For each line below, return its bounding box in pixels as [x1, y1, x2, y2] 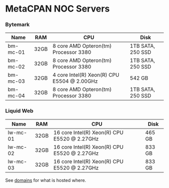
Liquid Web [5, 107, 34, 114]
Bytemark [5, 21, 30, 28]
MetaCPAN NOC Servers [5, 3, 110, 15]
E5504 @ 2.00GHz [52, 78, 98, 85]
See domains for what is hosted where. [5, 177, 87, 183]
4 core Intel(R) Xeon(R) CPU [52, 72, 120, 79]
